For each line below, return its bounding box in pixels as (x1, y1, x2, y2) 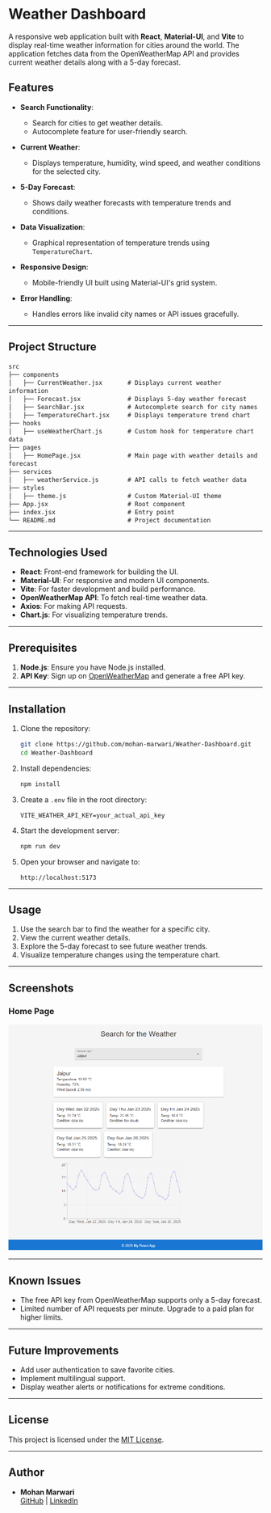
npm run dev (19, 842, 60, 850)
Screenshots (8, 981, 74, 995)
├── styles (8, 484, 45, 492)
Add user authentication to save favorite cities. (19, 1364, 175, 1375)
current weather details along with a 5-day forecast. (8, 57, 181, 67)
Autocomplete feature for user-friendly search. (31, 126, 188, 136)
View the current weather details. (19, 933, 131, 943)
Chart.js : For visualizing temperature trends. (19, 610, 168, 619)
